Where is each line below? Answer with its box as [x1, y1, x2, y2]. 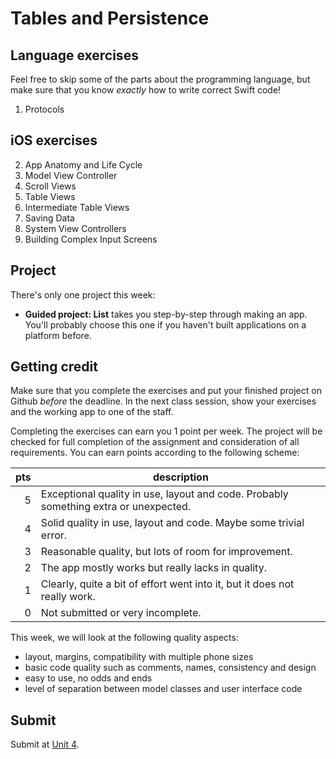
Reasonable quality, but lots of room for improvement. [40, 545, 293, 559]
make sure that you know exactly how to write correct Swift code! [10, 84, 282, 96]
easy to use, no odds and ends [24, 672, 153, 684]
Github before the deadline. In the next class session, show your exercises [10, 395, 317, 407]
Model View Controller [24, 169, 118, 181]
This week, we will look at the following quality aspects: [10, 632, 239, 644]
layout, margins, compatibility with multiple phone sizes [24, 651, 254, 663]
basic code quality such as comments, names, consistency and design [24, 662, 317, 674]
